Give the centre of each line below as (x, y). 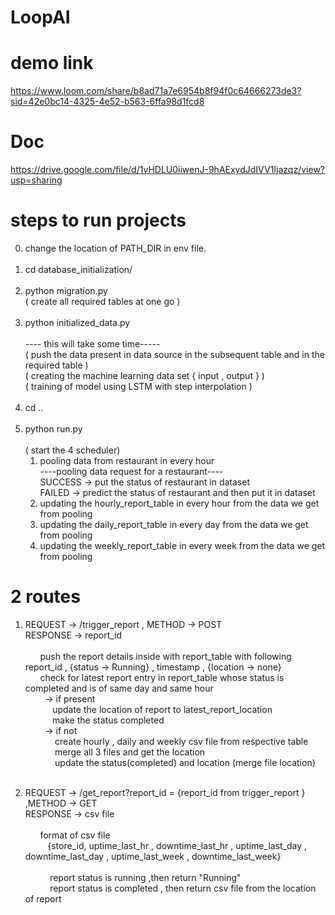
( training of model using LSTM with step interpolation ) (138, 386)
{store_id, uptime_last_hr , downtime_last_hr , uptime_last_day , (177, 845)
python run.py (53, 429)
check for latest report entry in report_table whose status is (162, 677)
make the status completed (108, 720)
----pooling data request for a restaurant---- (131, 471)
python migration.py (66, 290)
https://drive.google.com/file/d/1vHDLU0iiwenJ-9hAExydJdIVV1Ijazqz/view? (167, 170)
